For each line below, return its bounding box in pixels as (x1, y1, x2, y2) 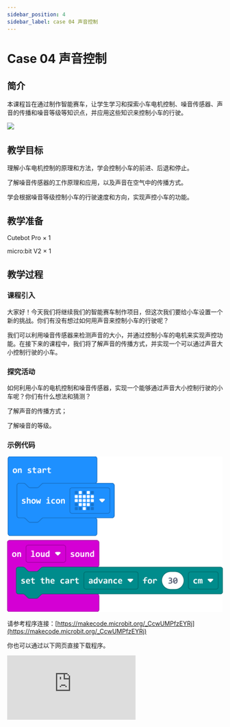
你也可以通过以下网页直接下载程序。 (7, 641, 110, 649)
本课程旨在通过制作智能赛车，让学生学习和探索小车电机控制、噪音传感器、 (7, 99, 217, 108)
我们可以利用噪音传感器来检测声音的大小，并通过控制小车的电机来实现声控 (7, 331, 217, 339)
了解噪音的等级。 (7, 422, 55, 430)
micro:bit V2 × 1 (7, 247, 51, 255)
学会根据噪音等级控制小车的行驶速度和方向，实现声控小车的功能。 (7, 193, 193, 202)
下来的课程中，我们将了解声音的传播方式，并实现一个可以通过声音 (30, 339, 217, 348)
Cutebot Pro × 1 (7, 234, 51, 242)
